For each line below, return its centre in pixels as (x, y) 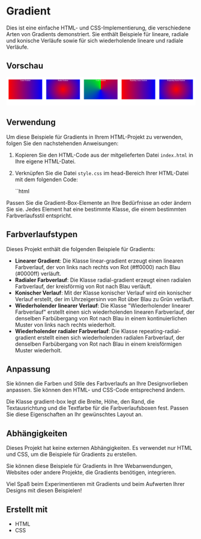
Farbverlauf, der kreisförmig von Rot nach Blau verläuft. (83, 286)
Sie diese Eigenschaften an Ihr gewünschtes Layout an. (74, 414)
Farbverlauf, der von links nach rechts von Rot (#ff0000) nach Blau (97, 267)
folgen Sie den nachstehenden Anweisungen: (62, 143)
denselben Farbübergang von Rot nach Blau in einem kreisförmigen (98, 344)
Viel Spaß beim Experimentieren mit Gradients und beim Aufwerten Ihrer (95, 484)
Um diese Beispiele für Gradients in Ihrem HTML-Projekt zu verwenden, (94, 137)
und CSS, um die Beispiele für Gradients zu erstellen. (72, 454)
